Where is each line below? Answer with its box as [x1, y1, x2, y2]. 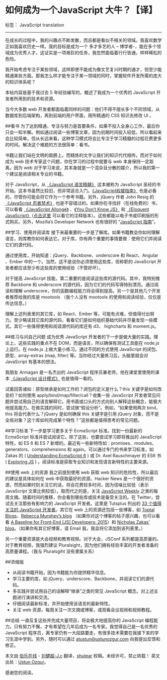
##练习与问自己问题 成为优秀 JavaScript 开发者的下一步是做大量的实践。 [5, 334, 154, 340]
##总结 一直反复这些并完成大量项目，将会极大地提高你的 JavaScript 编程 [5, 617, 154, 623]
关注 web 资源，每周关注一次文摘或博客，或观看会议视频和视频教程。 [12, 606, 155, 612]
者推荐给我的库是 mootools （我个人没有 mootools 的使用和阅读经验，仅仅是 [5, 294, 162, 300]
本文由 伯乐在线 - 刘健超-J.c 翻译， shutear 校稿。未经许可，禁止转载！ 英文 [5, 653, 160, 659]
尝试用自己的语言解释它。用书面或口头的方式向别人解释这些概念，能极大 [13, 398, 162, 404]
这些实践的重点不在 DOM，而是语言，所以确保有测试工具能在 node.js [18, 340, 160, 346]
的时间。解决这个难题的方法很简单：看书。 [5, 141, 92, 147]
